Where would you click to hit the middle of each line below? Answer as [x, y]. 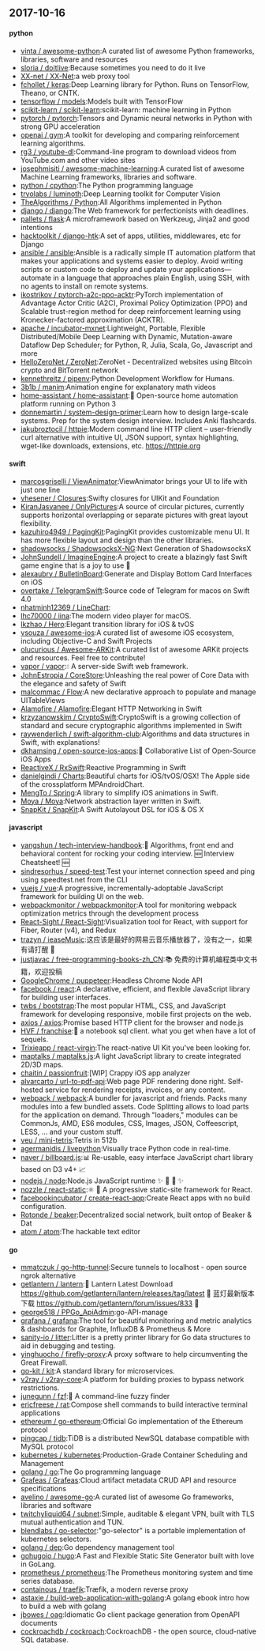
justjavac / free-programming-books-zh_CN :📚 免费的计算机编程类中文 [135, 959]
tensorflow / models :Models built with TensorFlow [102, 101]
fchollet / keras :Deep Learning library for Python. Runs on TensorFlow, [134, 84]
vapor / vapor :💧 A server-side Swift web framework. [104, 666]
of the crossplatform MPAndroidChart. [82, 784]
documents [39, 1623]
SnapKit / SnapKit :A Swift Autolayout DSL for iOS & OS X [112, 809]
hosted [32, 1090]
